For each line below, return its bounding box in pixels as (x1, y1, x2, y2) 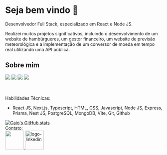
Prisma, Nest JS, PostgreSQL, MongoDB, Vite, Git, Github (12, 110, 131, 116)
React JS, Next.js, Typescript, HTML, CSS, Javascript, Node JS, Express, (12, 105, 163, 111)
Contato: (5, 125, 23, 131)
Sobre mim (5, 61, 40, 69)
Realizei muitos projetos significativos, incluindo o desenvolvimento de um (5, 30, 158, 36)
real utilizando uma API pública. (5, 46, 70, 52)
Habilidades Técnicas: (5, 95, 51, 101)
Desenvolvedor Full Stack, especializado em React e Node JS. (5, 21, 133, 27)
